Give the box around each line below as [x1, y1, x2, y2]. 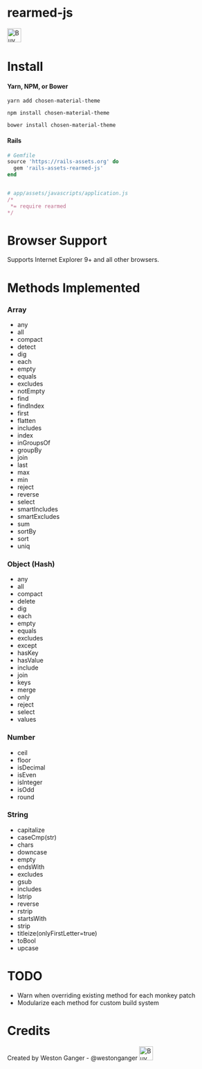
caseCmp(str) [17, 833, 57, 841]
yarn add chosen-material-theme [7, 97, 100, 105]
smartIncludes [17, 505, 59, 513]
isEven [17, 770, 37, 779]
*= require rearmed [10, 203, 67, 210]
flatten [17, 416, 36, 424]
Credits [7, 1022, 50, 1038]
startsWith [17, 914, 47, 922]
